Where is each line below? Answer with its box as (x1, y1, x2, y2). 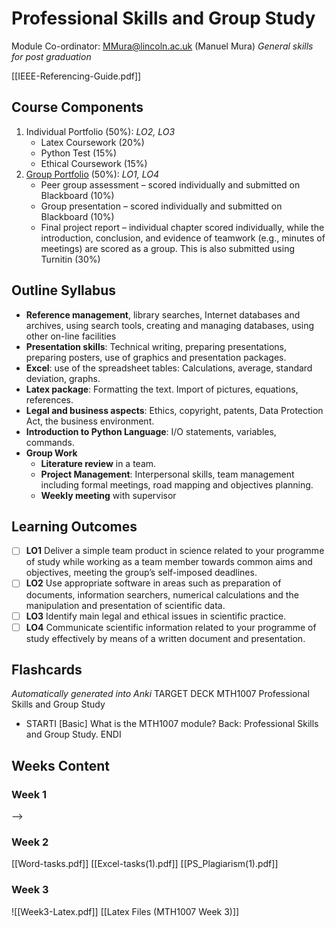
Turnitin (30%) (40, 253, 101, 265)
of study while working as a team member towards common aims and (25, 556, 313, 568)
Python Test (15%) (40, 147, 118, 159)
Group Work (25, 447, 78, 459)
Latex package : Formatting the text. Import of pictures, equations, (25, 383, 299, 395)
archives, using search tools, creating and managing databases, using (25, 319, 315, 331)
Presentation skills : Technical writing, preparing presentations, (25, 340, 288, 352)
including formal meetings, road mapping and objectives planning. (40, 478, 314, 491)
